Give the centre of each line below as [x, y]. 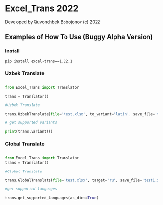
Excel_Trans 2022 [42, 9]
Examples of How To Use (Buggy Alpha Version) [79, 37]
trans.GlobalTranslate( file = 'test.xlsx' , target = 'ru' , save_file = [73, 180]
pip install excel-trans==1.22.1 [39, 61]
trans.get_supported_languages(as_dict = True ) [52, 198]
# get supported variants [31, 123]
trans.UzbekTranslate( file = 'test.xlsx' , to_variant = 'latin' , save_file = [80, 114]
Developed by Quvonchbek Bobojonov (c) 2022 [53, 22]
